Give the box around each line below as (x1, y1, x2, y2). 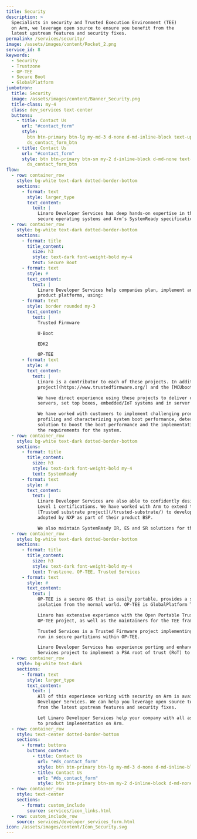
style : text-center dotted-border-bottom (16, 732, 119, 737)
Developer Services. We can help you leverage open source (37, 699, 185, 705)
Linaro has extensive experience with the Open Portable (37, 612, 180, 618)
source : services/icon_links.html (27, 808, 111, 814)
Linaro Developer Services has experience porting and (37, 644, 175, 651)
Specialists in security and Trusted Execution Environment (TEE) (11, 19, 177, 25)
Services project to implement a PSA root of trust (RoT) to (37, 650, 191, 656)
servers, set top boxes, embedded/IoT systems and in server (37, 400, 191, 406)
